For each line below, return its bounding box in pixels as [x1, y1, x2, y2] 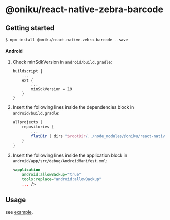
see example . [5, 209, 33, 215]
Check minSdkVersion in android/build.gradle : [12, 59, 112, 65]
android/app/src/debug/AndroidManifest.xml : [12, 158, 108, 164]
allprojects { [12, 120, 43, 125]
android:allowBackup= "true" [22, 172, 81, 177]
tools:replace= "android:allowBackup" [22, 177, 101, 182]
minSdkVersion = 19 [31, 87, 72, 92]
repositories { [22, 124, 54, 130]
